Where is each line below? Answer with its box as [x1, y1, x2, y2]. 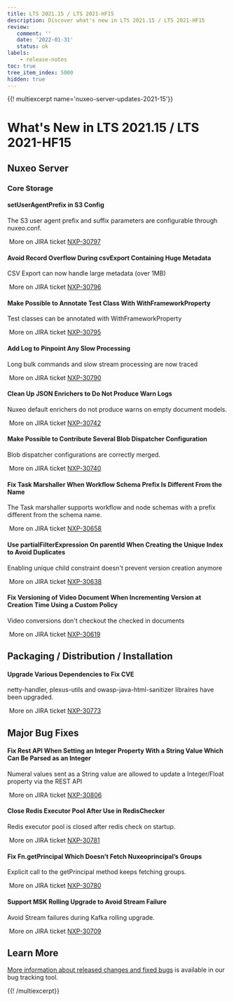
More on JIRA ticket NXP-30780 [8, 881, 102, 890]
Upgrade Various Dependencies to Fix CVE [7, 670, 135, 678]
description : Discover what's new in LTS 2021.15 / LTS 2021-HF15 [7, 17, 205, 24]
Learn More [7, 946, 59, 959]
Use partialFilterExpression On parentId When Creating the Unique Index [7, 540, 223, 549]
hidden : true [7, 75, 46, 83]
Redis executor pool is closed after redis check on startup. [7, 823, 176, 831]
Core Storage [7, 183, 54, 193]
